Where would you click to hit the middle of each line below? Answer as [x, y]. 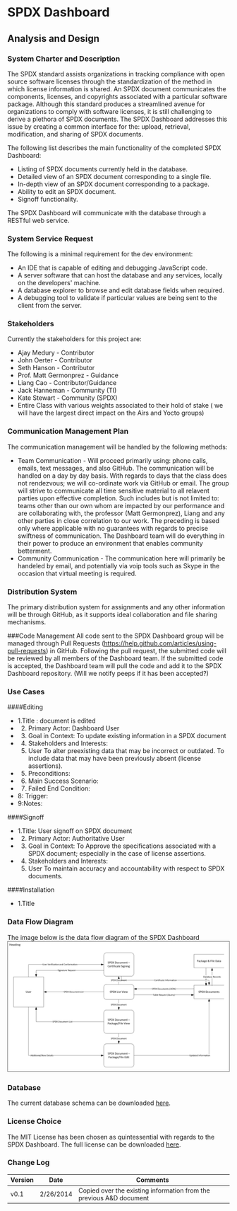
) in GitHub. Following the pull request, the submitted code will [136, 651]
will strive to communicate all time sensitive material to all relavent [114, 490]
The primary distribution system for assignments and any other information [116, 607]
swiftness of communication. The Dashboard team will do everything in [121, 536]
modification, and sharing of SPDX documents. [75, 134]
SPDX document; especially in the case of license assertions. [117, 854]
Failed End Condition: [59, 788]
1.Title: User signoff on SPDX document [75, 831]
